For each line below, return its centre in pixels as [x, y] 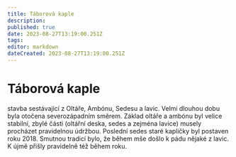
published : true [31, 27]
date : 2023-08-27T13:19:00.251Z [55, 34]
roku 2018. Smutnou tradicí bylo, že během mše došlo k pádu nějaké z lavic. [118, 139]
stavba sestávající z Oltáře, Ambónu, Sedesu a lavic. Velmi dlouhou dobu [114, 108]
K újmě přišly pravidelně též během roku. [67, 146]
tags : [15, 40]
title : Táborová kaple [41, 14]
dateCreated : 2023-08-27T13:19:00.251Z [66, 54]
